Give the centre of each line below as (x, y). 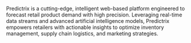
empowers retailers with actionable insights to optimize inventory (85, 27)
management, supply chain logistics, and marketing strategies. (82, 34)
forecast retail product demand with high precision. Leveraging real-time (94, 15)
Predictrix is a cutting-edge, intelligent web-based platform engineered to (95, 9)
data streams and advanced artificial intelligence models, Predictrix (88, 21)
